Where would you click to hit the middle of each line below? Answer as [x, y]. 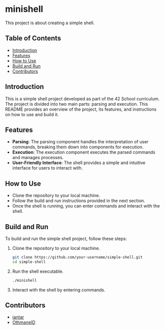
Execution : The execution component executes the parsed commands [84, 152]
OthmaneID [24, 323]
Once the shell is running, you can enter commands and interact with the [86, 206]
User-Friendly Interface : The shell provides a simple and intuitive [79, 163]
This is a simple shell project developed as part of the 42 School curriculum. [82, 99]
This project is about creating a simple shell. [50, 23]
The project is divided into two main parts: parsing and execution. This [77, 104]
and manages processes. [38, 158]
